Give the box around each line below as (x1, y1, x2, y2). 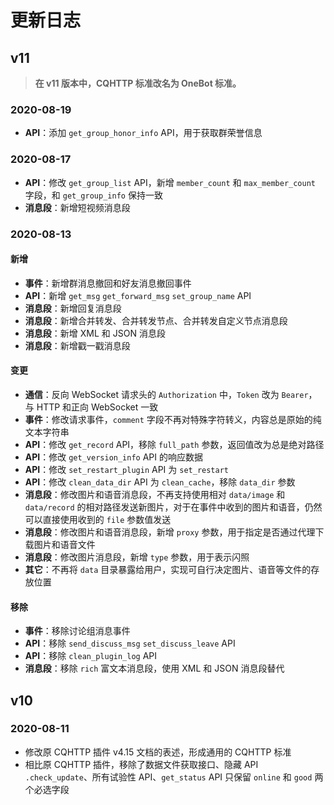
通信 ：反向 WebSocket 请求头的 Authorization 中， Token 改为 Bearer (24, 388, 309, 400)
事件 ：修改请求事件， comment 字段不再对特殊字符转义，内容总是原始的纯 (24, 413, 322, 425)
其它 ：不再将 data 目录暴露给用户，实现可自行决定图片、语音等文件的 (24, 563, 312, 575)
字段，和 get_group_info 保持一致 (24, 189, 163, 201)
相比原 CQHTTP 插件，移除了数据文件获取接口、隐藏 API (24, 758, 259, 770)
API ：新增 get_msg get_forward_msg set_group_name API (24, 289, 252, 301)
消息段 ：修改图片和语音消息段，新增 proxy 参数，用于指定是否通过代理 (24, 526, 316, 538)
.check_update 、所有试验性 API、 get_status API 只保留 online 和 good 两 (24, 771, 324, 783)
